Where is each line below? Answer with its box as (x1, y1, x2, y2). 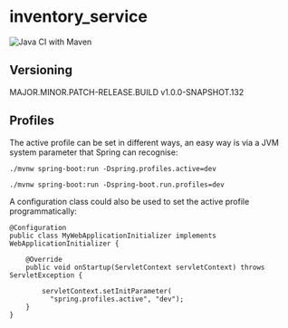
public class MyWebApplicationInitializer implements (9, 231, 217, 240)
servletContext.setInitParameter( (42, 286, 172, 295)
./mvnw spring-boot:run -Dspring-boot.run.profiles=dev (9, 179, 225, 189)
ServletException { (9, 270, 83, 280)
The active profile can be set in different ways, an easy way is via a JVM (9, 137, 279, 148)
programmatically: (9, 206, 77, 217)
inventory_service (9, 6, 148, 27)
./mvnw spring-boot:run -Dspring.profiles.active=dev (9, 164, 217, 173)
